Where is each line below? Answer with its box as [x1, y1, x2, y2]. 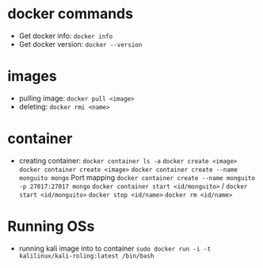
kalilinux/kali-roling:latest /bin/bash [18, 251, 154, 260]
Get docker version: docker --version [18, 39, 143, 48]
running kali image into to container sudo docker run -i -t [18, 243, 212, 253]
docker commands [7, 5, 134, 23]
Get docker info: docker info [18, 31, 113, 40]
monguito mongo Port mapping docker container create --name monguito [18, 172, 255, 182]
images [7, 67, 57, 86]
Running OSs [7, 217, 95, 235]
